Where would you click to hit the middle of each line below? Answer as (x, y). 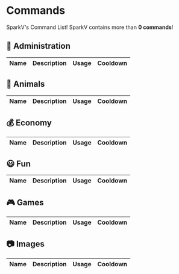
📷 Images (26, 244)
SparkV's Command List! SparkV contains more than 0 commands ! (90, 27)
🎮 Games (25, 202)
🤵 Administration (39, 46)
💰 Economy (29, 123)
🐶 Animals (26, 84)
